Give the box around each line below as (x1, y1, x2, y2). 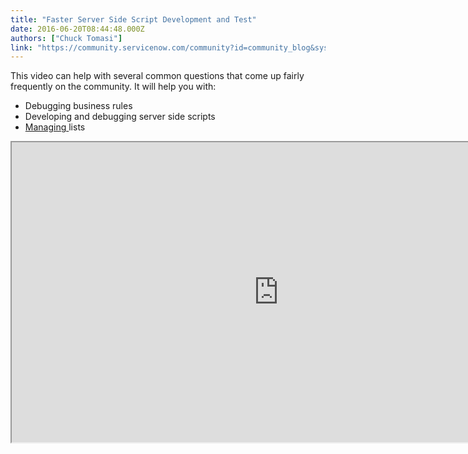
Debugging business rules (24, 100, 133, 112)
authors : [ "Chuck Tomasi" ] (10, 33, 123, 43)
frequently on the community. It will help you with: (10, 81, 217, 93)
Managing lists (24, 121, 86, 133)
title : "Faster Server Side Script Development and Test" (10, 14, 257, 25)
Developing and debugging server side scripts (24, 111, 216, 123)
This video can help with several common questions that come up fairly (10, 70, 305, 82)
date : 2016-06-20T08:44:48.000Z (10, 24, 145, 34)
